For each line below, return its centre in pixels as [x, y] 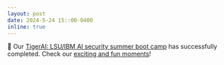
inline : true [26, 27]
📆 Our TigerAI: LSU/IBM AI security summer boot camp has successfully [112, 47]
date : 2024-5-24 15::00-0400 [50, 20]
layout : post [26, 14]
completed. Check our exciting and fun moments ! [79, 54]
